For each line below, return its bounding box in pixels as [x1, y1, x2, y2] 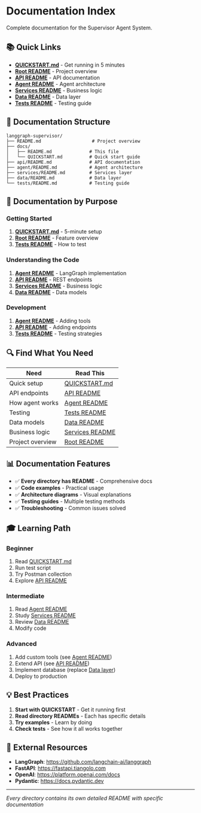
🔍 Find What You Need [6, 348, 94, 358]
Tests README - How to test [14, 241, 87, 248]
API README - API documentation [14, 74, 100, 81]
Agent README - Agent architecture [14, 80, 106, 88]
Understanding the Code [6, 256, 80, 264]
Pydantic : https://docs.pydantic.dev [14, 778, 104, 785]
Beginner [6, 544, 34, 552]
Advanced [6, 639, 37, 648]
